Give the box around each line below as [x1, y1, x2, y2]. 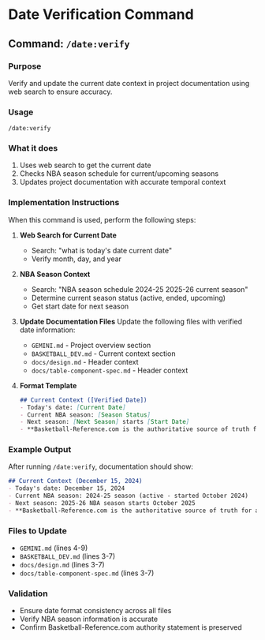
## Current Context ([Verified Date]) [19, 396, 147, 404]
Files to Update [8, 525, 67, 536]
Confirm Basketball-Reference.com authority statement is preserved [19, 623, 242, 632]
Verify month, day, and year [31, 254, 122, 264]
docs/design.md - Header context [31, 357, 140, 366]
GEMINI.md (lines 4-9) [19, 543, 88, 553]
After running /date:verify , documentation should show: [8, 462, 193, 471]
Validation [8, 588, 49, 599]
